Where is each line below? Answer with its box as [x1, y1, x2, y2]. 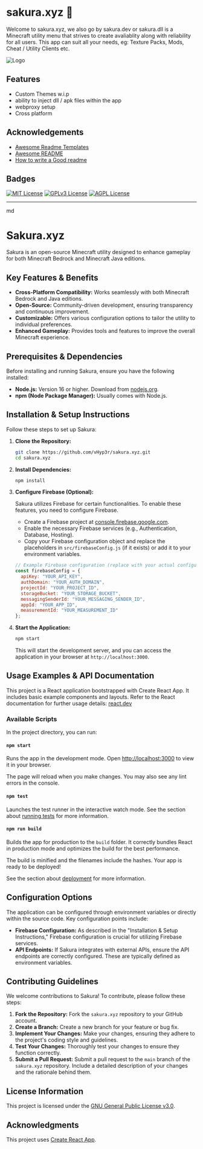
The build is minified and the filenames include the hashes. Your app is [6, 856, 182, 863]
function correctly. [14, 1049, 62, 1057]
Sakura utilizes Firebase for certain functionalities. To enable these [14, 500, 181, 508]
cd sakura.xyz [14, 455, 51, 461]
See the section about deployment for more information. [6, 874, 146, 882]
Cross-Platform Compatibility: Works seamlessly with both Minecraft [14, 289, 189, 296]
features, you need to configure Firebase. [14, 506, 119, 514]
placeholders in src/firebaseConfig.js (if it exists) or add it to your [24, 544, 192, 551]
